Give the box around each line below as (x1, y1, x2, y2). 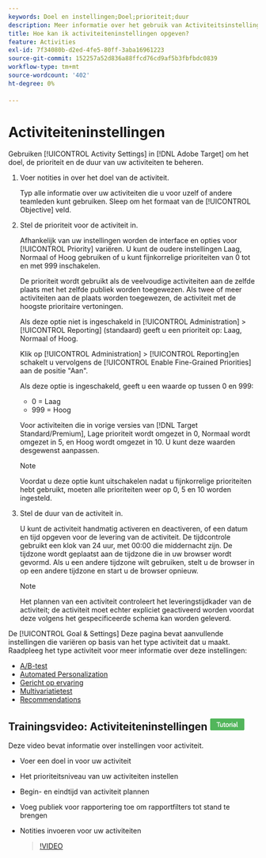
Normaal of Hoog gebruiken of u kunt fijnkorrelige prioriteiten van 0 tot (19, 253, 251, 262)
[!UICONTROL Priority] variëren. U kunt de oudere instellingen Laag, (19, 244, 242, 254)
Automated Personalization (19, 669, 108, 679)
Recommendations (19, 695, 82, 704)
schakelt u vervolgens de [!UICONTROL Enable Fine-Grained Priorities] (19, 357, 252, 368)
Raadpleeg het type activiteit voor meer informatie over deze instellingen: (8, 646, 248, 655)
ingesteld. (19, 494, 53, 503)
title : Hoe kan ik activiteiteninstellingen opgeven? (8, 29, 190, 37)
